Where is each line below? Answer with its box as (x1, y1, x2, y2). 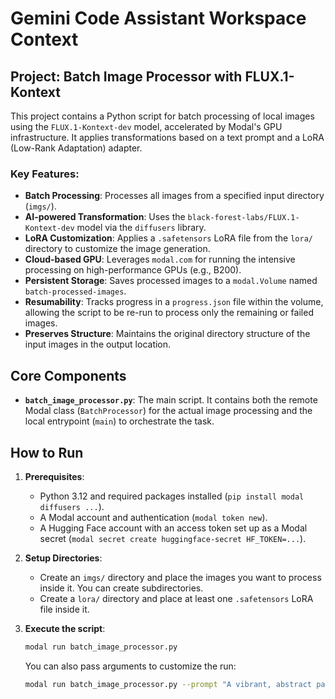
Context (10, 28, 79, 51)
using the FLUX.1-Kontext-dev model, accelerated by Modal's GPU (10, 121, 283, 132)
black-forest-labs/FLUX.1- (187, 213, 300, 223)
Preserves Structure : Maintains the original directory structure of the (24, 328, 311, 340)
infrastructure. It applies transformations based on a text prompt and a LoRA (10, 132, 325, 143)
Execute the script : (24, 622, 106, 634)
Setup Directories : (24, 552, 103, 564)
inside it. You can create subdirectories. (39, 582, 204, 594)
